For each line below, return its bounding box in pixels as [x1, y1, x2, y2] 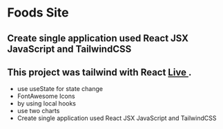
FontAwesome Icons [17, 92, 75, 101]
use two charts [17, 107, 60, 115]
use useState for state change [17, 85, 104, 93]
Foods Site [7, 5, 69, 21]
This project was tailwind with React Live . [7, 66, 192, 78]
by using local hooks [17, 99, 77, 108]
